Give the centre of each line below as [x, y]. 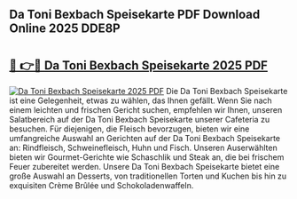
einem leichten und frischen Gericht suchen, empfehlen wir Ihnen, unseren [146, 110]
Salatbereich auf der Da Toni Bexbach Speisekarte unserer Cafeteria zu [140, 119]
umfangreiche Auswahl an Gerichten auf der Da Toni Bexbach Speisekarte [145, 138]
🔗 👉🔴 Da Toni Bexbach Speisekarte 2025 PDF [139, 65]
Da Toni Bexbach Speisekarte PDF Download [135, 15]
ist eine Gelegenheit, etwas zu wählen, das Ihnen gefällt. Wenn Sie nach [141, 100]
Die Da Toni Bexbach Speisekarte [227, 91]
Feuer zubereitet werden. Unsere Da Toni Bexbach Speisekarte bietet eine [145, 167]
